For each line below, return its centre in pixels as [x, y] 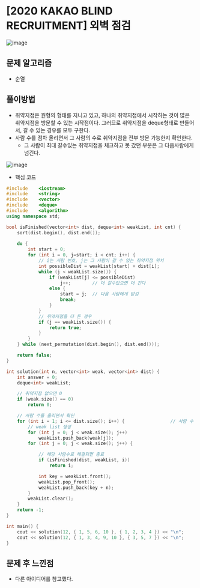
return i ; [61, 466]
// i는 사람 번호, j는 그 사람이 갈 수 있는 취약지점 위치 [101, 261]
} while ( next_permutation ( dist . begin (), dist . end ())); [89, 344]
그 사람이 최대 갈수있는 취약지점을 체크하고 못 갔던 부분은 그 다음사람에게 [109, 145]
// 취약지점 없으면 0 [40, 394]
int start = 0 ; [47, 250]
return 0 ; [40, 405]
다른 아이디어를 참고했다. [44, 579]
